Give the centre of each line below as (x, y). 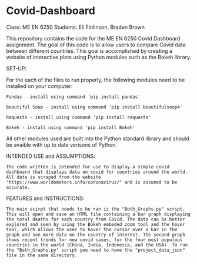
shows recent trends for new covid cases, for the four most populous (94, 240)
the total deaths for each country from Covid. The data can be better (96, 219)
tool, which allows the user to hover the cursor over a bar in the (92, 229)
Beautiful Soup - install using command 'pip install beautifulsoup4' (94, 107)
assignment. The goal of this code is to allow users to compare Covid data (96, 45)
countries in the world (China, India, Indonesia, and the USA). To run (97, 245)
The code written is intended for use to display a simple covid (88, 167)
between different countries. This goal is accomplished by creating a (89, 50)
